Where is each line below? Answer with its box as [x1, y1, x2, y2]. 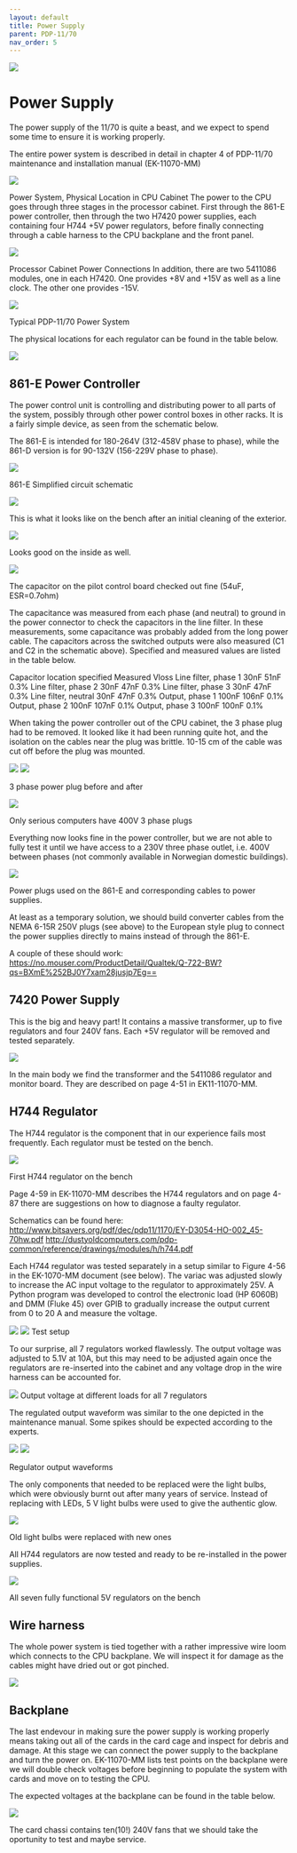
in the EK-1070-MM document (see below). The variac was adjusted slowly [9, 1270, 283, 1281]
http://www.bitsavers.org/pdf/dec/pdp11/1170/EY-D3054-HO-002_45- [9, 1224, 263, 1235]
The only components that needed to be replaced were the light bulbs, [9, 1479, 267, 1490]
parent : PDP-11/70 [9, 29, 77, 38]
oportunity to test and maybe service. [9, 1834, 146, 1845]
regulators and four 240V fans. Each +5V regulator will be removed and [9, 1026, 270, 1036]
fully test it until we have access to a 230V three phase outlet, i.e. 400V [9, 842, 270, 852]
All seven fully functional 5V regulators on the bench [9, 1592, 201, 1602]
